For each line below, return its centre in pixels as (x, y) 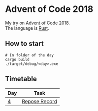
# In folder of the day (30, 55)
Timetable (21, 79)
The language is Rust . (27, 28)
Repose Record (40, 101)
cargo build (17, 59)
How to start (24, 44)
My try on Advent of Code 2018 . (38, 23)
